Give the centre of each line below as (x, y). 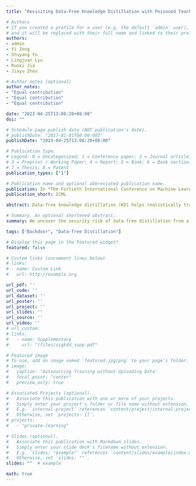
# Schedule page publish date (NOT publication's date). (77, 130)
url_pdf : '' (20, 285)
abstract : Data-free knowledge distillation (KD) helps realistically (94, 205)
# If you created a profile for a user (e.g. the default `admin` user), (98, 27)
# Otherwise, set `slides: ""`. (48, 458)
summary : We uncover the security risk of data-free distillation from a (98, 221)
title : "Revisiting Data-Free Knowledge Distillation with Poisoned (91, 11)
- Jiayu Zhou (22, 71)
